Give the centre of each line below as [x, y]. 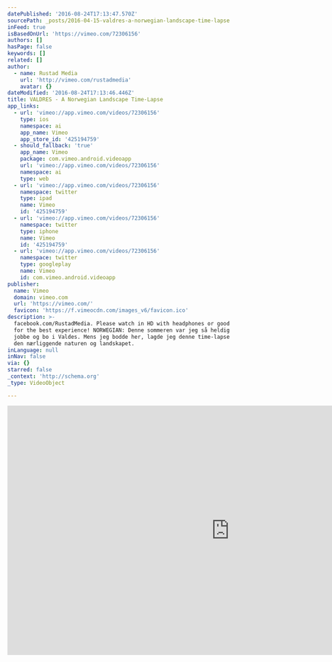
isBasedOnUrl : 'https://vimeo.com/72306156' [74, 34]
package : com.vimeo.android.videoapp [76, 159]
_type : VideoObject [36, 383]
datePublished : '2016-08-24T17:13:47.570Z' [73, 14]
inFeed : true [27, 27]
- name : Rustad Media [46, 73]
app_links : [23, 106]
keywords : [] [27, 54]
